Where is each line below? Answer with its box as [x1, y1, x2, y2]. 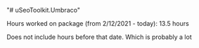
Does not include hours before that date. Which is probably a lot [6, 33, 192, 41]
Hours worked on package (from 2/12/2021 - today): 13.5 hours [6, 19, 189, 27]
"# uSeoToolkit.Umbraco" [6, 6, 80, 14]
